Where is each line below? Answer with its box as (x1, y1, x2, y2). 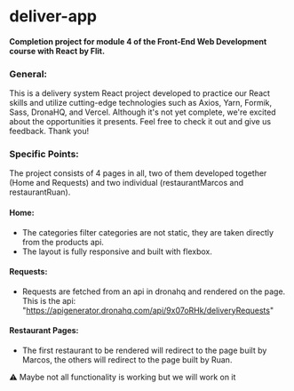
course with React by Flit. (9, 45, 105, 56)
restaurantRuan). (9, 187, 71, 197)
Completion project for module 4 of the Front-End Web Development (9, 36, 267, 46)
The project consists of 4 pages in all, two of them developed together (9, 168, 267, 179)
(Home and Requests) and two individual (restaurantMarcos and (9, 178, 244, 188)
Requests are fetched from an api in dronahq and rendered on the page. (21, 286, 286, 297)
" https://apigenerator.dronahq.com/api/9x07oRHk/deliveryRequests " (21, 305, 274, 315)
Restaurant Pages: (9, 325, 79, 336)
